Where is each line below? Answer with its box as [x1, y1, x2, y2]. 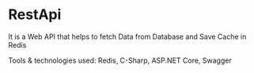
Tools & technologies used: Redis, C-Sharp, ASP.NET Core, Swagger [8, 56, 232, 65]
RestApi [8, 6, 62, 24]
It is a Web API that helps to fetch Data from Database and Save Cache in [8, 32, 247, 41]
